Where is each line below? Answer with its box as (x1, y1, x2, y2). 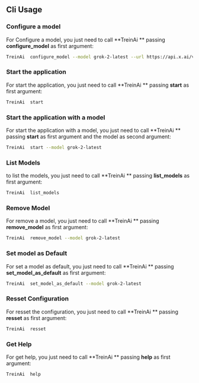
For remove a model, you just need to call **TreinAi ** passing (6, 217, 159, 224)
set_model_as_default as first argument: (6, 269, 106, 276)
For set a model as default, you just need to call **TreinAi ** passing (6, 262, 174, 270)
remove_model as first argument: (6, 224, 88, 231)
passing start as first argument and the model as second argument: (6, 133, 171, 140)
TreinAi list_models (6, 190, 60, 196)
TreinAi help (6, 371, 41, 377)
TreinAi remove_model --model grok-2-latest (6, 235, 120, 241)
